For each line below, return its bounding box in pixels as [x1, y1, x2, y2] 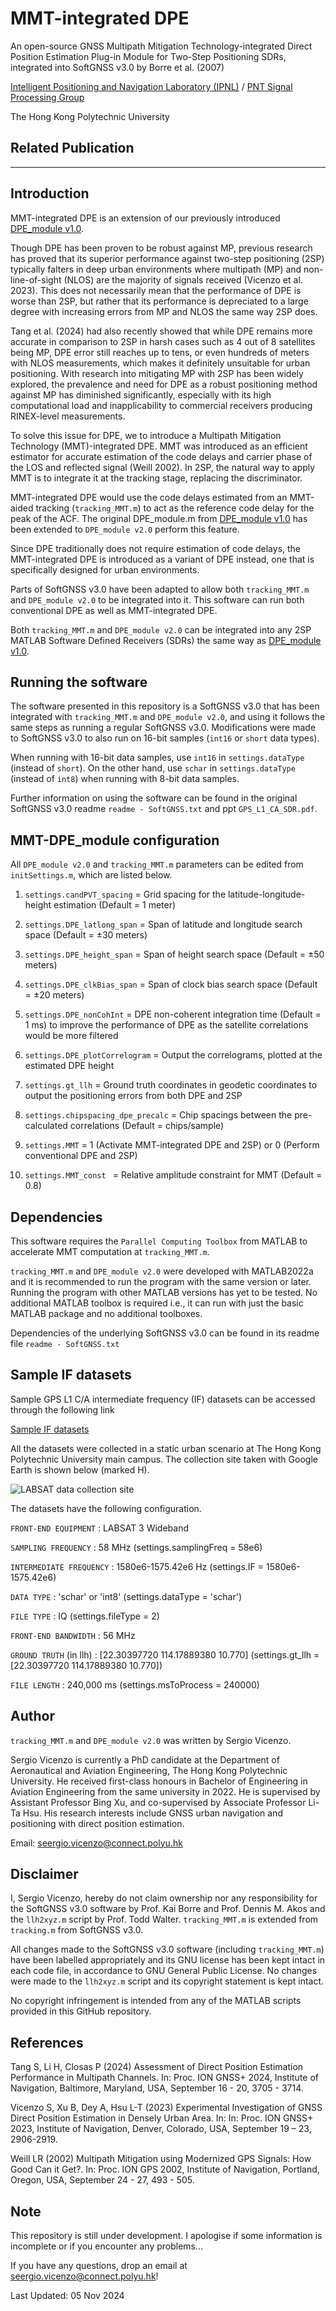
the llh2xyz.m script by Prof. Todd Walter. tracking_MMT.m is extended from [10, 1913, 319, 1926]
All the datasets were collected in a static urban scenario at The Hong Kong [10, 1442, 322, 1454]
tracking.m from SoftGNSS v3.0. [10, 1924, 144, 1936]
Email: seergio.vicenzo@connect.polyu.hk [10, 1837, 183, 1849]
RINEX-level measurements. [10, 410, 126, 422]
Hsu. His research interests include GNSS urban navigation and [22, 1807, 283, 1819]
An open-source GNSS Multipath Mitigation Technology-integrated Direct [10, 40, 313, 52]
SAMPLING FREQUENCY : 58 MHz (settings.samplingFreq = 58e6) [10, 1541, 263, 1553]
